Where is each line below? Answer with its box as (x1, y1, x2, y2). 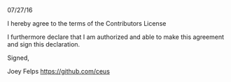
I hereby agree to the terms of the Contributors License (7, 19, 167, 27)
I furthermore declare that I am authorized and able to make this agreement (7, 33, 225, 41)
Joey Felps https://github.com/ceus (7, 67, 111, 75)
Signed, (7, 54, 29, 62)
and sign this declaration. (7, 40, 80, 48)
